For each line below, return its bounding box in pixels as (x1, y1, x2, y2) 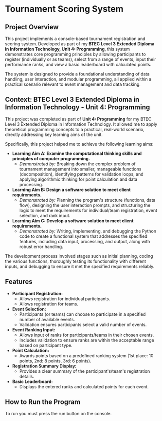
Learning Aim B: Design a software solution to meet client (12, 187, 131, 192)
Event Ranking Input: (12, 326, 55, 332)
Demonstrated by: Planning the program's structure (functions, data (19, 197, 156, 203)
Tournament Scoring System (5, 3, 124, 15)
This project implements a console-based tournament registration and (5, 36, 145, 41)
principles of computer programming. (12, 155, 90, 161)
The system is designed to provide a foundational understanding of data (5, 71, 150, 77)
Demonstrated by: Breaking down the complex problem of (19, 161, 136, 167)
